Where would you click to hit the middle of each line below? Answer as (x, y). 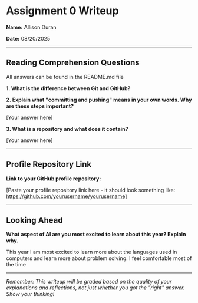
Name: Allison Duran (32, 27)
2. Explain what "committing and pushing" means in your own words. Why (99, 100)
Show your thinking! (30, 294)
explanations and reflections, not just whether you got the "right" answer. (95, 288)
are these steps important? (40, 106)
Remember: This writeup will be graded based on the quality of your (89, 282)
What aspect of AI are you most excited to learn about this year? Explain (96, 235)
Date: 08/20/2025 (28, 38)
